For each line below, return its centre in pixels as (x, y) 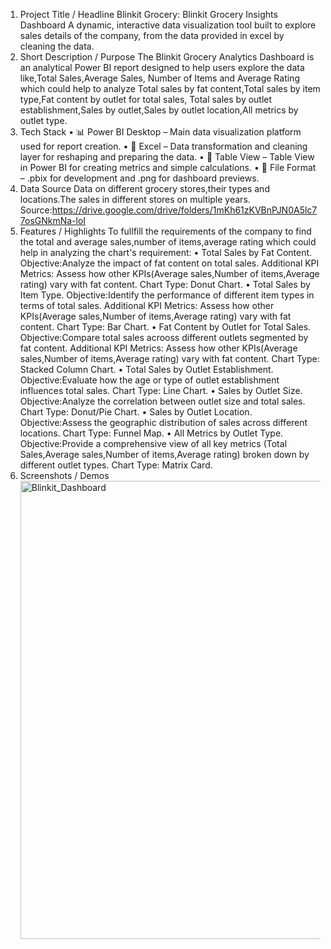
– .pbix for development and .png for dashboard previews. (139, 178)
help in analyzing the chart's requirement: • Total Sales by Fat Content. (166, 252)
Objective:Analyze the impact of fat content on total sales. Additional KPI (169, 263)
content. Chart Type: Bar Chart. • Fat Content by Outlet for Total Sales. (165, 327)
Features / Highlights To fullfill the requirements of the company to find (165, 231)
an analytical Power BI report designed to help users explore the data (162, 67)
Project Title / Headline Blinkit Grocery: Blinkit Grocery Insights (148, 14)
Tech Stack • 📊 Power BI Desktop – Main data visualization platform (160, 132)
